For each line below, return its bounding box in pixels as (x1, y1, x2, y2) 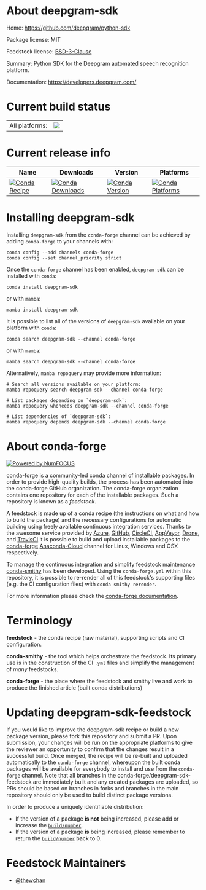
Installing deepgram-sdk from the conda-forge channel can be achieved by (6, 231, 191, 238)
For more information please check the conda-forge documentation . (6, 592, 179, 599)
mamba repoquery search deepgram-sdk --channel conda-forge (6, 387, 164, 393)
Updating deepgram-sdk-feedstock (6, 705, 192, 719)
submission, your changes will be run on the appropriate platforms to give (6, 739, 193, 746)
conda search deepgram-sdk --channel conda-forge (6, 336, 136, 342)
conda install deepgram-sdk (6, 284, 78, 290)
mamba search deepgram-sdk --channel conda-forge (6, 358, 136, 364)
